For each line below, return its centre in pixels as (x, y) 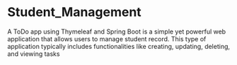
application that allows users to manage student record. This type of (107, 38)
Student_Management (74, 12)
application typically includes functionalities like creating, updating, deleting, (119, 46)
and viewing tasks (34, 54)
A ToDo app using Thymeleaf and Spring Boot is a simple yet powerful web (117, 31)
